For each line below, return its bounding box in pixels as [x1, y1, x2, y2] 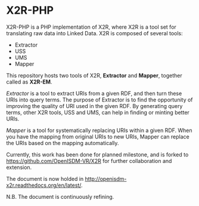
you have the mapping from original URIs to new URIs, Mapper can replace [6, 133, 189, 140]
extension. [6, 164, 32, 171]
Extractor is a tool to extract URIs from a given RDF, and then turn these [6, 90, 182, 97]
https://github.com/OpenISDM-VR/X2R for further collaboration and [6, 157, 172, 164]
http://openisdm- [85, 175, 127, 182]
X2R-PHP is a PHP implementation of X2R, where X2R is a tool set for [6, 23, 177, 30]
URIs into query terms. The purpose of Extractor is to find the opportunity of [6, 96, 193, 103]
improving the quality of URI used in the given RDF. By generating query [6, 102, 183, 109]
